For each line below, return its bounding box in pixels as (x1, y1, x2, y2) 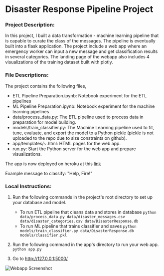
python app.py (12, 247, 42, 252)
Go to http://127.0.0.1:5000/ (12, 256, 68, 262)
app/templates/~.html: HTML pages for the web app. (12, 140, 121, 146)
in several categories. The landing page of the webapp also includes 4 (5, 54, 150, 60)
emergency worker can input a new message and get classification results (5, 48, 158, 54)
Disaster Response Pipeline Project (5, 3, 154, 15)
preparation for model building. (12, 119, 76, 125)
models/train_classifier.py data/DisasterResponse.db (19, 229, 134, 234)
